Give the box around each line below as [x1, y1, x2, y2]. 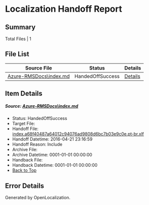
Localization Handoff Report [5, 3, 123, 15]
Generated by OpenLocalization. [5, 194, 71, 200]
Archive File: [12, 147, 38, 153]
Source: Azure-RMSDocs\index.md [5, 103, 78, 109]
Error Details [5, 182, 44, 190]
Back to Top [12, 167, 37, 173]
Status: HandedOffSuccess [12, 115, 68, 121]
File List [5, 50, 29, 58]
